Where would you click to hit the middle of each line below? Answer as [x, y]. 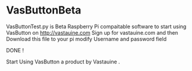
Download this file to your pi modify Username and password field [86, 39]
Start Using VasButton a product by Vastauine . [63, 62]
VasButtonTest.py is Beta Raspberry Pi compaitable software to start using [96, 26]
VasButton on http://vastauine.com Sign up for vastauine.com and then [92, 32]
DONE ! [15, 50]
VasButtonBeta [44, 10]
